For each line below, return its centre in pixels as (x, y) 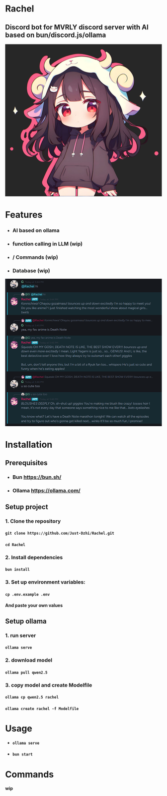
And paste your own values (34, 606)
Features (24, 215)
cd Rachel (15, 545)
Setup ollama (26, 621)
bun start (23, 755)
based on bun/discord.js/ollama (56, 35)
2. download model (29, 660)
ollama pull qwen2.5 (27, 673)
